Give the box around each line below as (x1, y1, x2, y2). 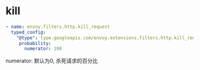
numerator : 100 (24, 46, 62, 52)
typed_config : (11, 29, 46, 35)
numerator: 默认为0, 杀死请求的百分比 (5, 58, 98, 65)
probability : (19, 40, 51, 46)
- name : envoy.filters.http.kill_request (5, 24, 110, 30)
